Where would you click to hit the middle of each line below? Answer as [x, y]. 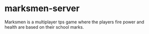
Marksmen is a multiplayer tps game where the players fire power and [74, 22]
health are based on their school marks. [44, 27]
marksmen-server [42, 8]
